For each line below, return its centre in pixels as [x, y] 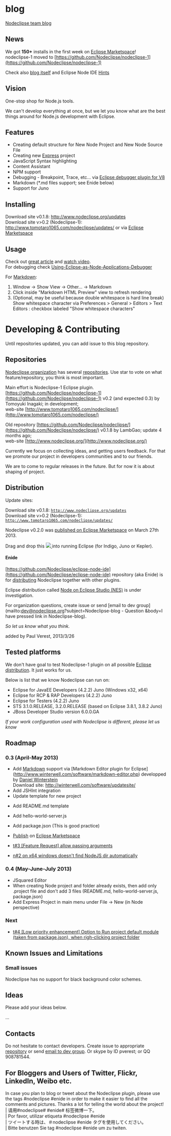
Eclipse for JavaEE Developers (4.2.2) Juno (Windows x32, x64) [80, 689]
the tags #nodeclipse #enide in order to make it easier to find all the [77, 1099]
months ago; [19, 435]
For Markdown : [21, 277]
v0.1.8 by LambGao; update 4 [131, 430]
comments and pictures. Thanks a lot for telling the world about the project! [85, 1104]
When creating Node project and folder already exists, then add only [85, 885]
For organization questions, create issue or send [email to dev [70, 605]
